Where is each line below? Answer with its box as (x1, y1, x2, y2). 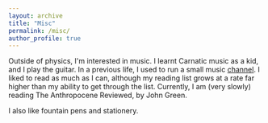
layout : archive (8, 11, 63, 20)
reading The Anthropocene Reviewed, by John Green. (8, 90, 187, 100)
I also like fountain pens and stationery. (8, 106, 139, 116)
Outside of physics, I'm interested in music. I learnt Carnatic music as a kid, (8, 56, 259, 66)
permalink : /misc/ (8, 27, 70, 35)
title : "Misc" (8, 19, 57, 27)
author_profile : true (8, 34, 82, 43)
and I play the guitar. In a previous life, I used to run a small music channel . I (8, 65, 260, 75)
